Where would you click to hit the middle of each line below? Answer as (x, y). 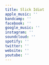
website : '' (17, 50)
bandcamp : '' (18, 19)
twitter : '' (17, 46)
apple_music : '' (21, 14)
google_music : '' (23, 28)
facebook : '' (18, 23)
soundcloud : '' (20, 37)
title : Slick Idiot (25, 10)
